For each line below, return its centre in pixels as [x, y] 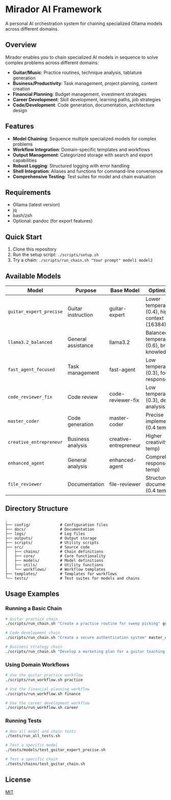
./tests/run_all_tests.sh [33, 736]
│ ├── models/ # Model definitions [54, 560]
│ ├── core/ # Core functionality [55, 556]
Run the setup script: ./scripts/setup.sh [56, 255]
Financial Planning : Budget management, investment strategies [79, 94]
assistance [80, 346]
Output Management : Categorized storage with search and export [82, 155]
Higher [154, 436]
